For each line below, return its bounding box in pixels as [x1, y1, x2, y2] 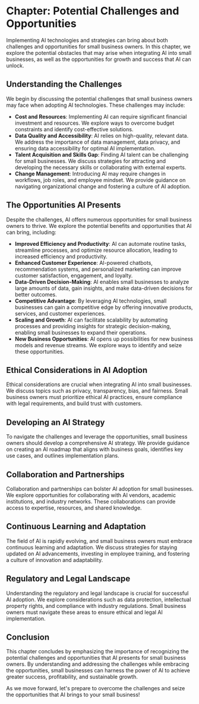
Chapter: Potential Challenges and [6, 4, 179, 18]
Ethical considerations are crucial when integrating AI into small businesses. [6, 381, 192, 388]
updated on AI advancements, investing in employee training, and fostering [6, 550, 190, 557]
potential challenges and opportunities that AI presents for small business [6, 654, 186, 662]
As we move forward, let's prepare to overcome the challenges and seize [6, 685, 185, 692]
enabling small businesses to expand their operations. [14, 329, 147, 336]
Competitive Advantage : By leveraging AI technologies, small [14, 297, 167, 304]
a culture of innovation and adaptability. [6, 556, 103, 563]
